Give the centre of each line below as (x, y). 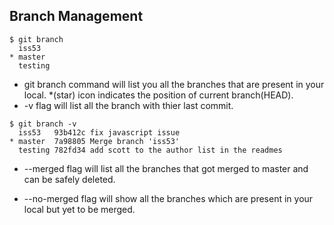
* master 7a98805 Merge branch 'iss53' (95, 141)
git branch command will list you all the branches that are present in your (174, 84)
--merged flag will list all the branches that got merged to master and (166, 168)
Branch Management (76, 16)
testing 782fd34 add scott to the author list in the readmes (150, 150)
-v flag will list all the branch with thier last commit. (128, 105)
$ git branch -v (43, 124)
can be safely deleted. (69, 179)
